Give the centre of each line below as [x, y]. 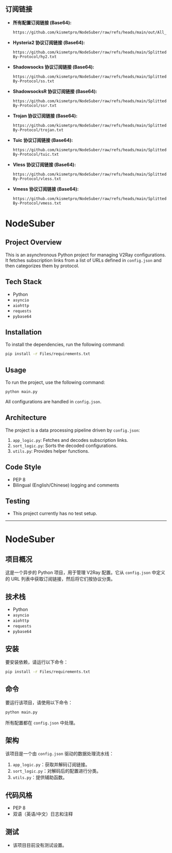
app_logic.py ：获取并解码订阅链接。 [51, 765]
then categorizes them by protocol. [42, 266]
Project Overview [34, 242]
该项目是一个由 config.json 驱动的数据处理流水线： [60, 754]
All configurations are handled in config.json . [53, 402]
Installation [24, 332]
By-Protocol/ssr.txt [35, 105]
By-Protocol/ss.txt [34, 81]
